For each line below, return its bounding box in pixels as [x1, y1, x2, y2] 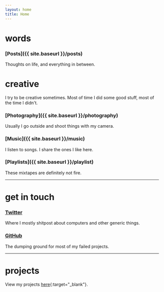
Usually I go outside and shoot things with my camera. [5, 123, 114, 129]
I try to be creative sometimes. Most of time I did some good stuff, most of [5, 94, 155, 100]
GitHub [5, 232, 22, 239]
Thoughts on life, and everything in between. [5, 61, 95, 67]
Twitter [5, 209, 23, 216]
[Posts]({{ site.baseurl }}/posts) [5, 50, 83, 57]
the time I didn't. [5, 100, 38, 106]
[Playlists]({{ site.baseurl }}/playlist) [5, 158, 94, 165]
